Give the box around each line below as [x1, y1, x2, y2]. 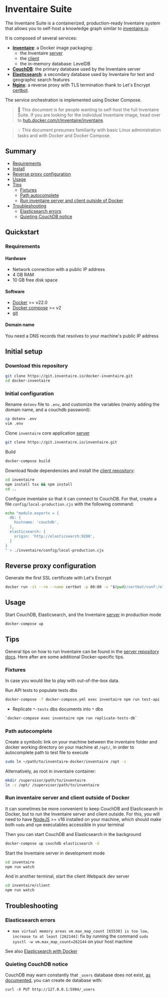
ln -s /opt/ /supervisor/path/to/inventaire [5, 782, 99, 787]
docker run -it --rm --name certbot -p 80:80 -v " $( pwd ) [5, 584, 126, 589]
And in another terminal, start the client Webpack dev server [5, 873, 129, 879]
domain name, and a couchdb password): [5, 406, 91, 413]
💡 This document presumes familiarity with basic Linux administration [17, 126, 161, 133]
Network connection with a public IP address [12, 266, 105, 272]
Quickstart [5, 228, 39, 236]
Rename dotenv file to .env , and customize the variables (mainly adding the [5, 401, 160, 407]
